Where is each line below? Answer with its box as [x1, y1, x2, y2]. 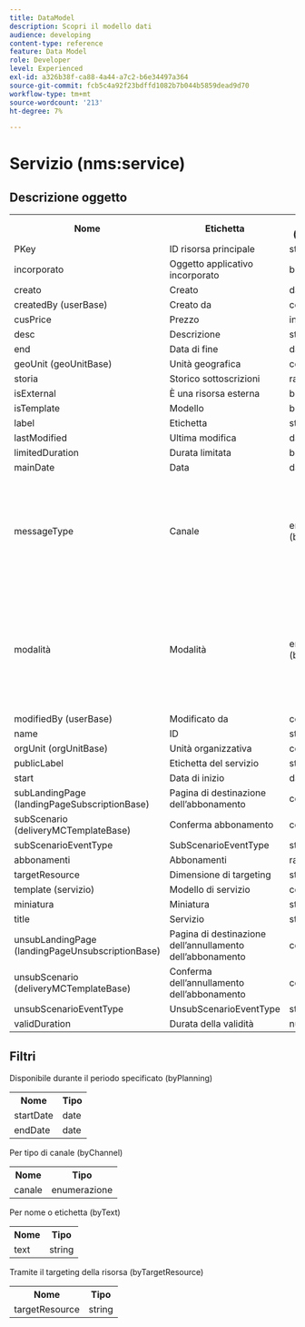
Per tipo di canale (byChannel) [9, 1148, 123, 1159]
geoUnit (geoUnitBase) [14, 358, 113, 370]
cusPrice [14, 313, 52, 326]
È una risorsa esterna [169, 388, 261, 400]
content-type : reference [9, 38, 103, 48]
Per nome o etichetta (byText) [9, 1207, 121, 1218]
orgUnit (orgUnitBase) [14, 743, 109, 755]
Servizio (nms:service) [9, 154, 186, 174]
